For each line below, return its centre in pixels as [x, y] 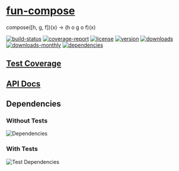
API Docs [23, 84]
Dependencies [33, 104]
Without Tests [27, 121]
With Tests [22, 149]
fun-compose [41, 11]
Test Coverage [34, 64]
